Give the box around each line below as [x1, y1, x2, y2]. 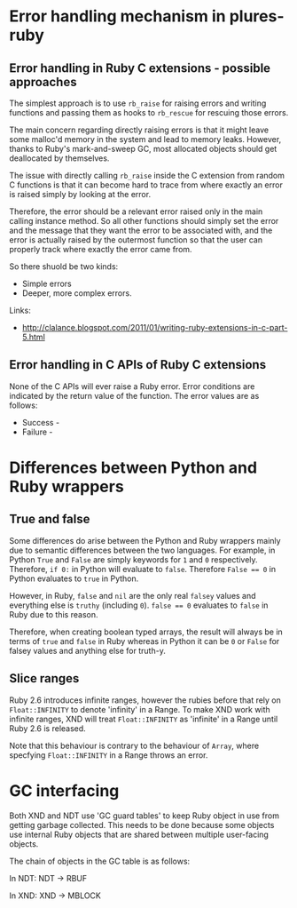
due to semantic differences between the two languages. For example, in [9, 545, 276, 555]
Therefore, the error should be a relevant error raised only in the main [9, 206, 263, 217]
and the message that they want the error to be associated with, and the [9, 225, 273, 235]
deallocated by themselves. [9, 153, 110, 163]
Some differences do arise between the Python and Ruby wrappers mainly [9, 535, 281, 546]
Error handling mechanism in [9, 6, 226, 27]
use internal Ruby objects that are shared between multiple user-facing [9, 829, 269, 840]
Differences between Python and [9, 458, 258, 477]
